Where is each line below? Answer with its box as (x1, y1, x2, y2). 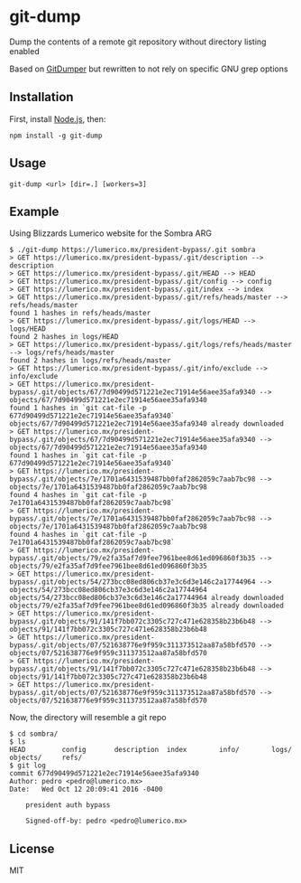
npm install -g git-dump (9, 131, 103, 140)
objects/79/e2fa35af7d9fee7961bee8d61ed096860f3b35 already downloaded (9, 601, 284, 611)
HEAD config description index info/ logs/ (9, 746, 293, 755)
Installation (9, 89, 74, 105)
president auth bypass (25, 801, 111, 810)
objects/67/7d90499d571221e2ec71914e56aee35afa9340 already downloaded (9, 419, 284, 428)
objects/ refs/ (9, 753, 83, 763)
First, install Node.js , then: (9, 113, 106, 124)
